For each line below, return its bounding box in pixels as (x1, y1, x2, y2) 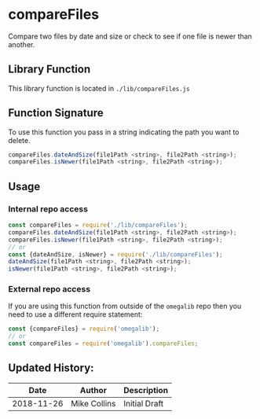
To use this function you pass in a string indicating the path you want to (8, 127, 240, 137)
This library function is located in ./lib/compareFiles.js (8, 83, 190, 93)
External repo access (8, 284, 91, 295)
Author (79, 384, 108, 395)
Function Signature (8, 106, 104, 119)
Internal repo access (8, 203, 89, 214)
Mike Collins (70, 398, 116, 409)
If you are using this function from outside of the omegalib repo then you (8, 301, 242, 311)
